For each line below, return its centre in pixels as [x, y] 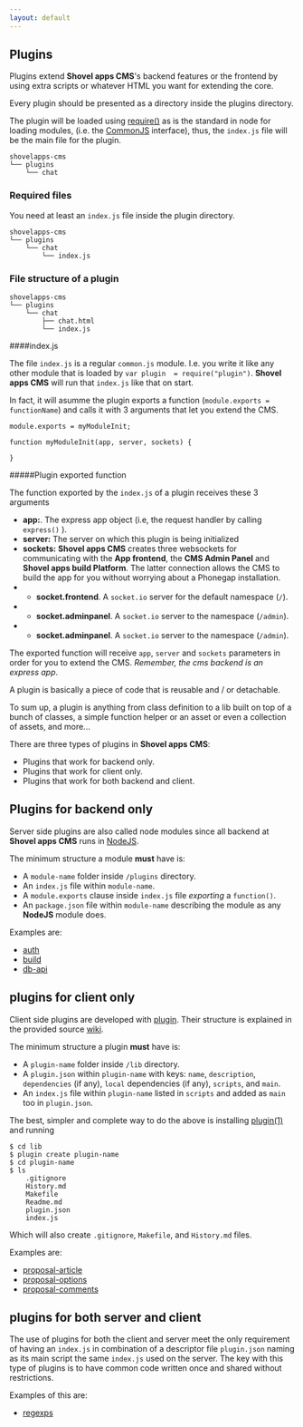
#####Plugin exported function [68, 475]
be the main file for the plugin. [66, 141]
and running [32, 1130]
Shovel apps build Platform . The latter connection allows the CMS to [151, 568]
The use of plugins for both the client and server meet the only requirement [150, 1339]
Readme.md [44, 1202]
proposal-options [55, 1279]
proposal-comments [61, 1289]
